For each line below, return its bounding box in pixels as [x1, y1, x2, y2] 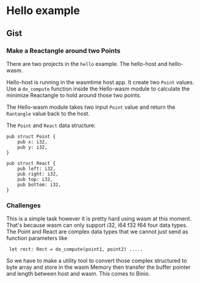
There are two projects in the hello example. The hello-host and [6, 60, 168, 67]
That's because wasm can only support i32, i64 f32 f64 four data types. [6, 221, 188, 229]
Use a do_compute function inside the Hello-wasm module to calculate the [6, 85, 190, 92]
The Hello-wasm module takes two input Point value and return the [6, 103, 176, 111]
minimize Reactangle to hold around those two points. [6, 91, 141, 98]
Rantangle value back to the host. [6, 109, 90, 117]
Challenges [6, 201, 41, 210]
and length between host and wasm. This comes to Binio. [6, 270, 151, 277]
